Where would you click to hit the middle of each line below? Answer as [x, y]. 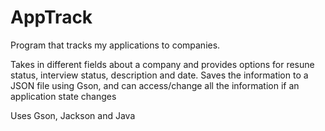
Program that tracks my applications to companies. [115, 45]
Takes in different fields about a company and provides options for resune [162, 64]
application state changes [63, 96]
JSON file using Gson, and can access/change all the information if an [155, 85]
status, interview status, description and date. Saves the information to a [159, 75]
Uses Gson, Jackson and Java [73, 115]
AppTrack [51, 17]
